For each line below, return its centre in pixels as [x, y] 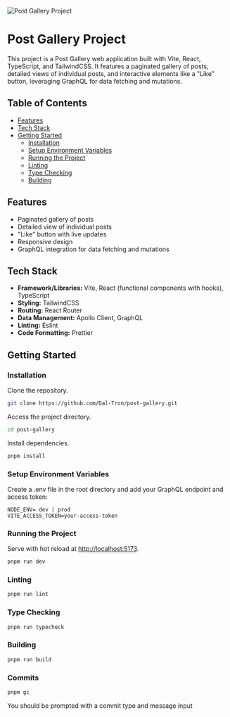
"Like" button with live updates [62, 234]
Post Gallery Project [67, 39]
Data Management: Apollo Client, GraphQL [80, 318]
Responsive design [45, 241]
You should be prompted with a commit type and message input [100, 705]
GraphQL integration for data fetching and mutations [94, 249]
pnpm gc [19, 692]
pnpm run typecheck [36, 627]
